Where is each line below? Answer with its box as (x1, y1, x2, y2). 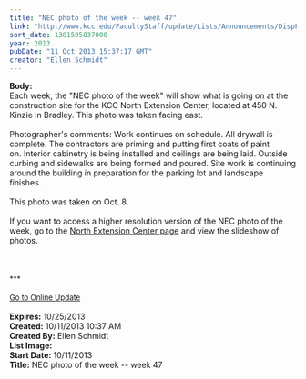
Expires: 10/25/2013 (9, 311, 86, 322)
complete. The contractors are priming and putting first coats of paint (9, 138, 270, 149)
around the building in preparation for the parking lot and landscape (9, 167, 264, 178)
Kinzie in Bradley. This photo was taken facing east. (9, 110, 203, 120)
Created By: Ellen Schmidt (9, 331, 109, 341)
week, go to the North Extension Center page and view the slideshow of (9, 225, 280, 236)
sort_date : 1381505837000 (9, 30, 107, 39)
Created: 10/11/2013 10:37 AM (9, 321, 122, 332)
